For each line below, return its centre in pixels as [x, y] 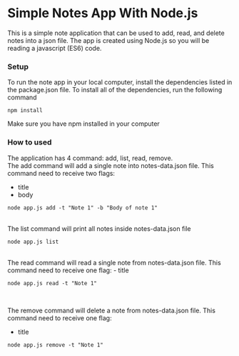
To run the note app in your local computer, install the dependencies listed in [120, 82]
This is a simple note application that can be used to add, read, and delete [116, 33]
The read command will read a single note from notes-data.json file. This [114, 262]
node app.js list [33, 242]
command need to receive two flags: [61, 173]
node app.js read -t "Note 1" [52, 283]
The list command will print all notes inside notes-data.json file [99, 228]
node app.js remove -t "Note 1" [55, 345]
